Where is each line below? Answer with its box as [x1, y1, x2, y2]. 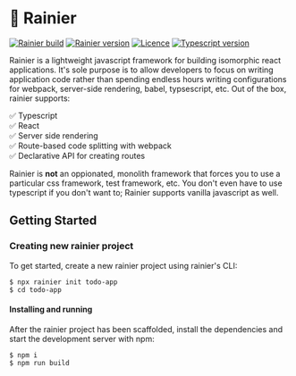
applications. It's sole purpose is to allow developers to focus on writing [9, 64, 275, 75]
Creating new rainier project [9, 240, 134, 253]
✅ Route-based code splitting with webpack [9, 140, 172, 151]
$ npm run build [9, 358, 70, 367]
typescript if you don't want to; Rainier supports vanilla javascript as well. [9, 187, 279, 197]
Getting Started [9, 213, 97, 229]
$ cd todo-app [9, 285, 63, 294]
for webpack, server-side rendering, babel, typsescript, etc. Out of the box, [9, 83, 287, 94]
